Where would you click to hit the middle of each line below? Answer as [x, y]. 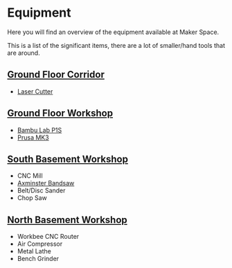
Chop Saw [32, 198]
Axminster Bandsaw [46, 183]
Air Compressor [40, 244]
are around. [24, 53]
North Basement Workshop [68, 220]
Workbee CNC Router [48, 237]
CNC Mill [30, 176]
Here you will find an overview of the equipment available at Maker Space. [113, 32]
